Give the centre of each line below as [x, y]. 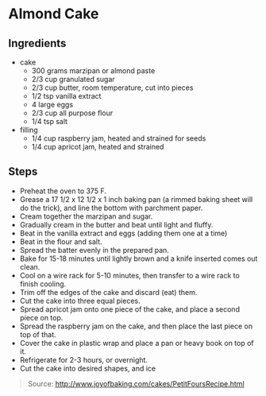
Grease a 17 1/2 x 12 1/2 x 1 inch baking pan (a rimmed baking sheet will [136, 199]
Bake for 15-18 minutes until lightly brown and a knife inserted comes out [139, 258]
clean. [30, 266]
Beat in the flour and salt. [61, 241]
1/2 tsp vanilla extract [66, 96]
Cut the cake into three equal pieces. [80, 301]
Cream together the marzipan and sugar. [86, 216]
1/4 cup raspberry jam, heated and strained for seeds [119, 138]
